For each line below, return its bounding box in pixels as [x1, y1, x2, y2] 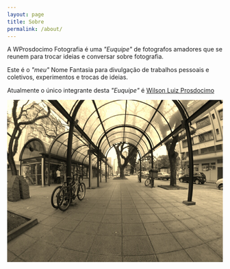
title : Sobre [7, 18, 44, 25]
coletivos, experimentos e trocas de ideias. [7, 73, 129, 82]
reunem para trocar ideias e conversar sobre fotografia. [7, 52, 164, 61]
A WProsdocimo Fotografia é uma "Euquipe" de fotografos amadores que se [7, 45, 222, 54]
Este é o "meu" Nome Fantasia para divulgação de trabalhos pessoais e [7, 66, 209, 74]
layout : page [7, 11, 44, 18]
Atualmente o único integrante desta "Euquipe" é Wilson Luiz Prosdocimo [7, 86, 214, 95]
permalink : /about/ [7, 25, 63, 32]
